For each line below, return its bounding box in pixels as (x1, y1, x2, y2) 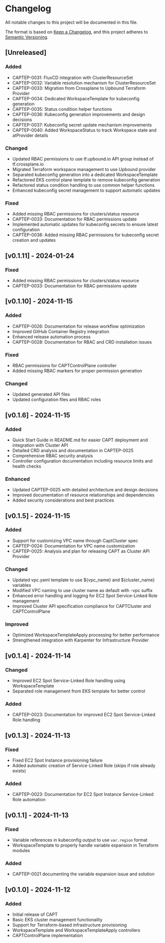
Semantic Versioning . (5, 34, 48, 40)
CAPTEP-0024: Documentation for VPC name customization (12, 543, 135, 549)
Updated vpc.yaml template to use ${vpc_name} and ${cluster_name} (12, 577, 155, 583)
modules (12, 848, 31, 854)
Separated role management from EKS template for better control (12, 688, 146, 694)
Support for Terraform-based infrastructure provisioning (12, 922, 127, 928)
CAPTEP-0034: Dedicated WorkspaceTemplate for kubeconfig (12, 95, 140, 101)
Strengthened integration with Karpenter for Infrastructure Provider (12, 637, 149, 643)
